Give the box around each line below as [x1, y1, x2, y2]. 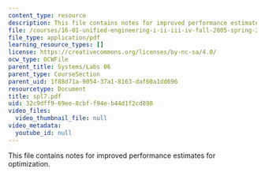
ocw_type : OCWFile [8, 56, 69, 64]
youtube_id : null [15, 129, 73, 137]
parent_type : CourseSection [8, 70, 101, 78]
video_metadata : [8, 122, 62, 129]
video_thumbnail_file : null [15, 114, 108, 122]
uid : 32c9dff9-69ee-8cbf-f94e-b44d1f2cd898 [8, 99, 154, 107]
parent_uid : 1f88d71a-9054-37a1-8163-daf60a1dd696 [8, 77, 178, 85]
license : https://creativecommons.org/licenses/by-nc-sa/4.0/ [8, 48, 217, 56]
